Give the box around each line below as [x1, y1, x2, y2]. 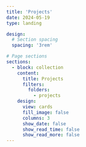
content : [17, 70, 39, 76]
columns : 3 [22, 115, 50, 121]
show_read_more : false [22, 132, 80, 138]
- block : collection [12, 64, 64, 70]
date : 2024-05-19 [6, 15, 50, 21]
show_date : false [22, 120, 67, 127]
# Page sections [6, 53, 47, 59]
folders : [28, 87, 50, 93]
